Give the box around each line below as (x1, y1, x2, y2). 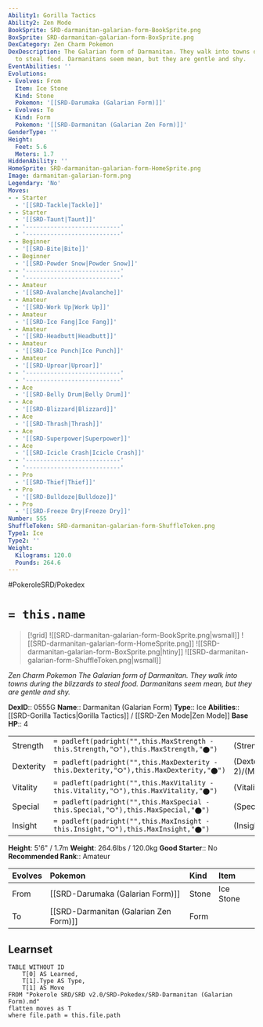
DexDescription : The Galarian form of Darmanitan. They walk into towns (8, 48, 250, 56)
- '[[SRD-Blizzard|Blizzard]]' (15, 406, 117, 413)
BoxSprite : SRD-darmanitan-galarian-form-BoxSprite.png (8, 33, 194, 42)
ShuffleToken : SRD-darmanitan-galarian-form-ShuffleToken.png (8, 523, 215, 530)
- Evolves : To (8, 107, 55, 115)
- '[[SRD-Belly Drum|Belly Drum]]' (15, 391, 131, 399)
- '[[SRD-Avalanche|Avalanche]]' (15, 289, 124, 297)
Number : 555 (8, 515, 47, 523)
